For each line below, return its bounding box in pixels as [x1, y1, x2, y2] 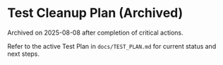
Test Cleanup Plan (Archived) [7, 5, 183, 21]
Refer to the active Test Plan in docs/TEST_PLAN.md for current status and [7, 42, 217, 50]
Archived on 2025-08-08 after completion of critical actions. [7, 28, 183, 37]
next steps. [7, 49, 40, 58]
